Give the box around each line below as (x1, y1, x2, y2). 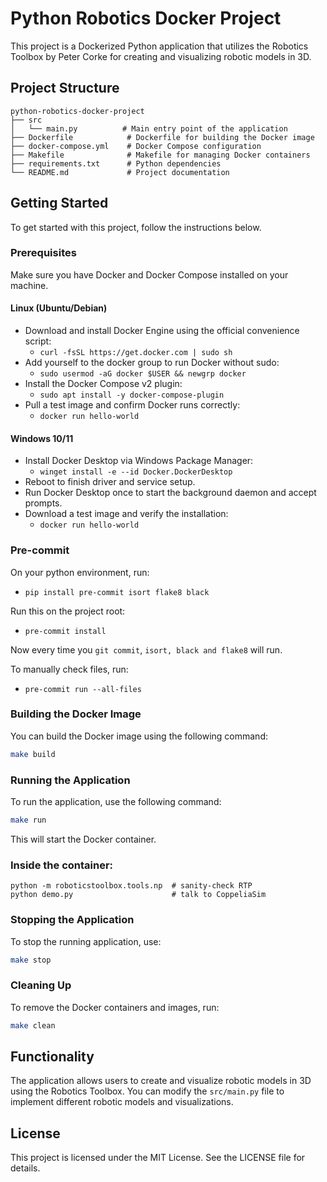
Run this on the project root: (10, 605, 126, 617)
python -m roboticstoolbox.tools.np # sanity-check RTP (10, 881, 253, 891)
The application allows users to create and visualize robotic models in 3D (10, 1075, 312, 1087)
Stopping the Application (10, 913, 135, 927)
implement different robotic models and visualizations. (10, 1096, 234, 1108)
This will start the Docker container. (10, 833, 157, 845)
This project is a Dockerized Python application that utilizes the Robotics (10, 40, 309, 52)
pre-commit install (24, 626, 107, 636)
